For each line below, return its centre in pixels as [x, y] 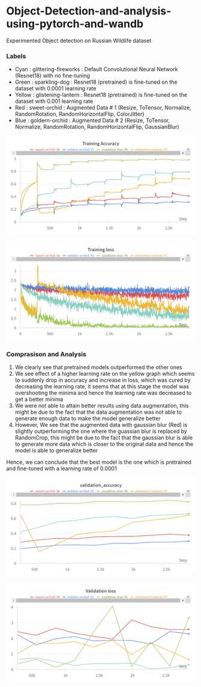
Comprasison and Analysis [46, 354]
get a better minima [39, 399]
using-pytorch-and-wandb [75, 24]
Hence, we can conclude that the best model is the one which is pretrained [99, 462]
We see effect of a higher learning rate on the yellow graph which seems [105, 374]
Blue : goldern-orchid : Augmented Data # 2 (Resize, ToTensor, [92, 120]
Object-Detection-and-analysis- [89, 11]
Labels [16, 56]
